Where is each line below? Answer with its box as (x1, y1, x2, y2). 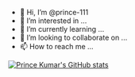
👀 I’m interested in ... (19, 16, 87, 25)
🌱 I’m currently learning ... (19, 25, 105, 33)
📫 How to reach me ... (19, 42, 94, 51)
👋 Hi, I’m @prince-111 (19, 8, 89, 17)
